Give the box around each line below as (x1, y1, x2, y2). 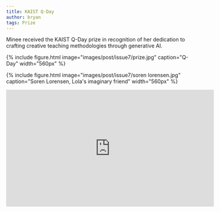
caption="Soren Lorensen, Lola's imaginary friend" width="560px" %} (6, 78, 178, 85)
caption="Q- (158, 54, 189, 61)
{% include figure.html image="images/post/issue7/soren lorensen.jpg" (6, 72, 181, 79)
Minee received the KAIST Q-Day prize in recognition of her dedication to (6, 36, 186, 43)
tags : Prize (6, 20, 36, 26)
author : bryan (6, 14, 42, 20)
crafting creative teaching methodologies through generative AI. (6, 42, 163, 49)
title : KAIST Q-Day (6, 8, 55, 15)
